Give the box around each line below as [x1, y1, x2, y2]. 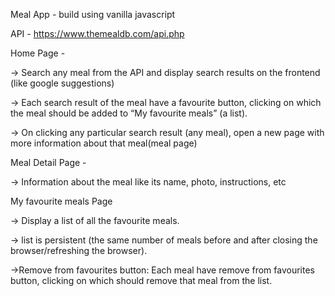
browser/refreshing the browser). [10, 245, 148, 256]
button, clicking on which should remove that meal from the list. [10, 275, 273, 286]
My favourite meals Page [10, 195, 113, 207]
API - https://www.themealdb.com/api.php [10, 28, 185, 39]
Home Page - [10, 47, 66, 59]
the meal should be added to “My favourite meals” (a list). [10, 107, 248, 119]
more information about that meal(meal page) [10, 137, 198, 149]
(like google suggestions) [10, 77, 115, 89]
